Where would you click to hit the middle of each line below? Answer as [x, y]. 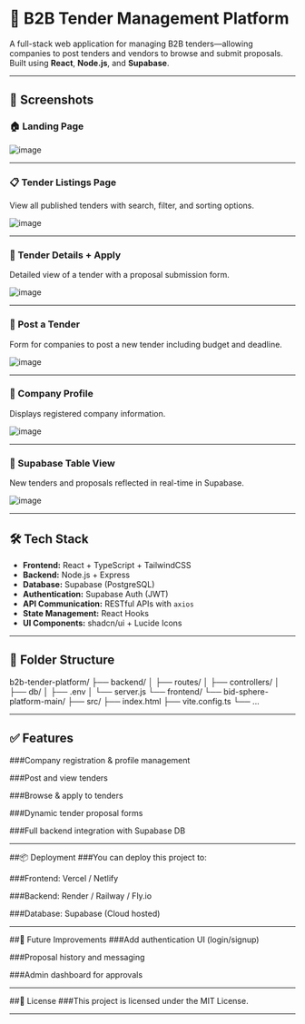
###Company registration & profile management [100, 760]
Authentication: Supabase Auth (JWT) [95, 594]
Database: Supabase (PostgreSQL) [89, 584]
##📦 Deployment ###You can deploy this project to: [108, 857]
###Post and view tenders [59, 778]
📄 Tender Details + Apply [65, 255]
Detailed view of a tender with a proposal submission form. [119, 275]
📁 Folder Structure [62, 660]
